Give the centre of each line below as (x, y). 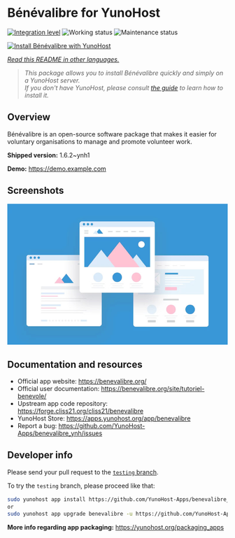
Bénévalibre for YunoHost (84, 13)
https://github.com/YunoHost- (102, 425)
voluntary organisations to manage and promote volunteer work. (100, 141)
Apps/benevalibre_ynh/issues (60, 433)
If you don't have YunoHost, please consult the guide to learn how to (124, 87)
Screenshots (36, 191)
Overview (29, 117)
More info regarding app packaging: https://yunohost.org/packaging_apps (116, 528)
